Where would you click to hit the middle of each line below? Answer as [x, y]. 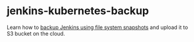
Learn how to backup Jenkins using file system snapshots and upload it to [98, 27]
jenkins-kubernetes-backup [78, 11]
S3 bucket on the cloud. [36, 33]
